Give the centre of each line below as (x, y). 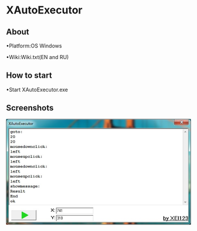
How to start (29, 76)
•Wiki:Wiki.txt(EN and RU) (38, 57)
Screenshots (30, 108)
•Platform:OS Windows (34, 46)
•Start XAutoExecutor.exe (37, 89)
